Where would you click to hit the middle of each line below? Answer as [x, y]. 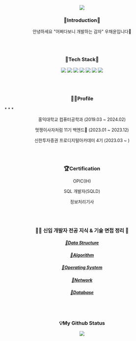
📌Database [82, 293]
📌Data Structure [82, 243]
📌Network [82, 280]
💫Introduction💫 [82, 20]
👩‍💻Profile [82, 98]
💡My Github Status [82, 323]
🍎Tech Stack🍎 [82, 60]
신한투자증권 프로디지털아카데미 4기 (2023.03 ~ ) [82, 140]
